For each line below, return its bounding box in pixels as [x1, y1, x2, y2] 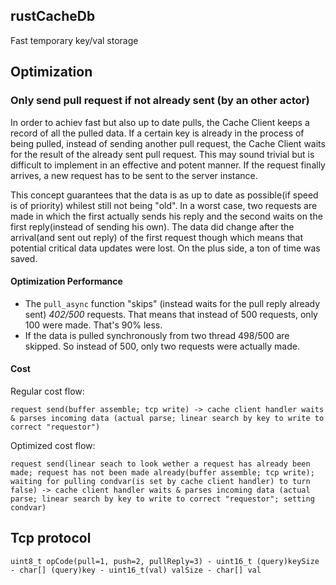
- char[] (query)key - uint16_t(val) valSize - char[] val [10, 565, 262, 575]
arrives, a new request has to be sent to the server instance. [10, 169, 258, 181]
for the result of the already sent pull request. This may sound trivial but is [10, 148, 315, 160]
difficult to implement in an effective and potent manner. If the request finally [10, 159, 326, 171]
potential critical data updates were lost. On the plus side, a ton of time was [10, 242, 321, 254]
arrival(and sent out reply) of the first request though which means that [10, 231, 303, 243]
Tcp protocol [10, 530, 92, 547]
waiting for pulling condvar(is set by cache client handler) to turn [10, 476, 311, 486]
